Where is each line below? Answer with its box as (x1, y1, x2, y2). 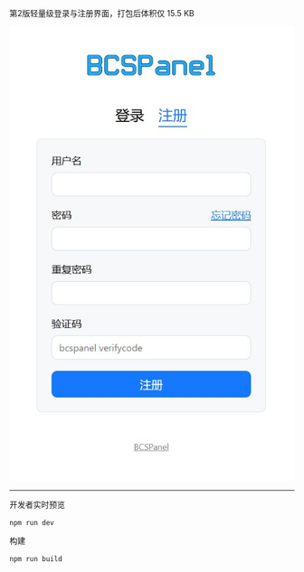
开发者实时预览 (9, 499, 65, 510)
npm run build (9, 554, 63, 563)
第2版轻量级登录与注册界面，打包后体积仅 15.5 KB (9, 8, 195, 18)
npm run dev (9, 518, 54, 527)
